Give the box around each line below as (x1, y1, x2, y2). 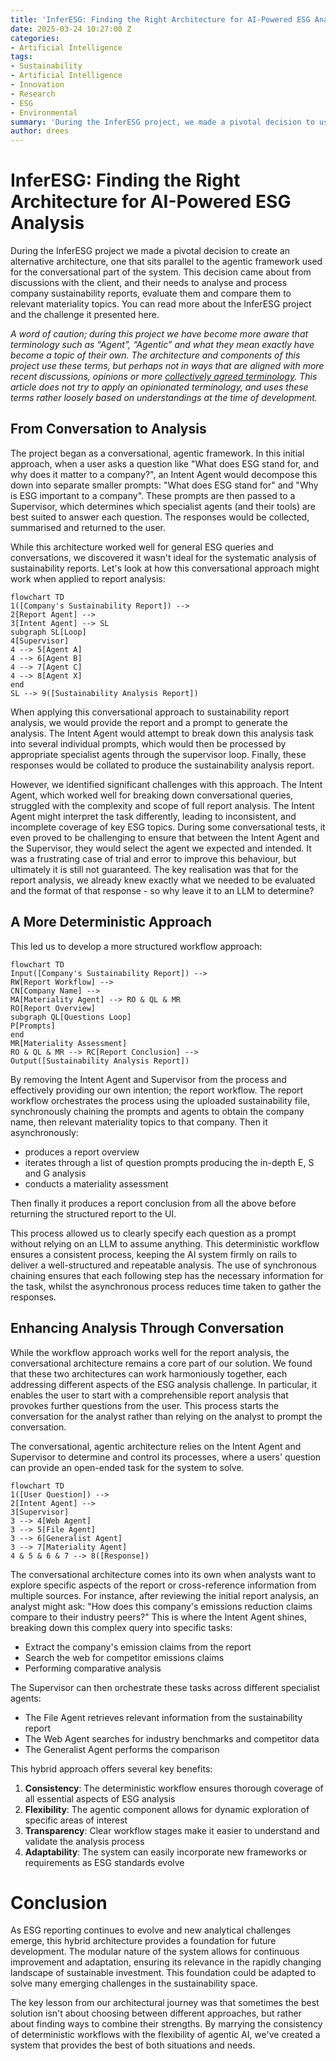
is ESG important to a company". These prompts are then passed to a (10, 489, 296, 501)
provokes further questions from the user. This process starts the (10, 1399, 280, 1411)
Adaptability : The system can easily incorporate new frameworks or (24, 1846, 308, 1858)
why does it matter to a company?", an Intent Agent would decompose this (10, 468, 318, 480)
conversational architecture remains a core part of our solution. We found (10, 1357, 313, 1369)
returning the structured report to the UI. (10, 1207, 177, 1220)
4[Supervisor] (10, 636, 70, 646)
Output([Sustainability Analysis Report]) (10, 1056, 190, 1066)
